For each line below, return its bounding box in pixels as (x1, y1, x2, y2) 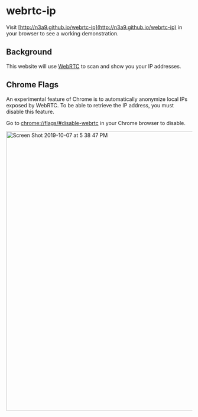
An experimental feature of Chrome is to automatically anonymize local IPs (6, 96, 188, 103)
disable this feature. (6, 108, 54, 115)
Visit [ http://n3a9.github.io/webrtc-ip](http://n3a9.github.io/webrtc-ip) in (6, 24, 183, 31)
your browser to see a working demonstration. (6, 29, 119, 37)
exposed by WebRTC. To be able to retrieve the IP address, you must (6, 101, 174, 109)
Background (6, 47, 52, 57)
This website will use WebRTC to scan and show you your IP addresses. (6, 63, 181, 70)
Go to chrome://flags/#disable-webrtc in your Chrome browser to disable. (6, 119, 186, 126)
